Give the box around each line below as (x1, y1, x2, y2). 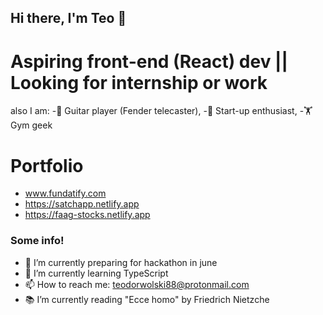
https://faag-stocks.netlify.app (24, 209, 151, 221)
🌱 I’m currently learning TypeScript (24, 267, 169, 279)
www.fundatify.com (24, 187, 107, 200)
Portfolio (10, 154, 84, 177)
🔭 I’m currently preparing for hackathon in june (24, 256, 218, 268)
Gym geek (10, 119, 53, 131)
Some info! (10, 234, 65, 248)
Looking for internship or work (10, 71, 268, 94)
